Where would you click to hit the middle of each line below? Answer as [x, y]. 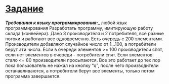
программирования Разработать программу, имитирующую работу [79, 28]
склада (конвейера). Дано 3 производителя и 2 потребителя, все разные [85, 33]
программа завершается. [33, 76]
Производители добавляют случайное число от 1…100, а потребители [81, 44]
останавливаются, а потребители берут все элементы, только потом [80, 70]
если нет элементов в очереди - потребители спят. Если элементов [79, 55]
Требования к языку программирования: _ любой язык [66, 23]
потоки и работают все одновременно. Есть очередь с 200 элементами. [84, 39]
